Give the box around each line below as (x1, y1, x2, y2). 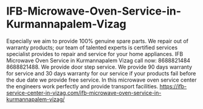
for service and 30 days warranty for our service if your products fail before (6, 69, 196, 77)
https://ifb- (159, 82, 187, 90)
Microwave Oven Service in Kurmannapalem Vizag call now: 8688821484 (6, 57, 190, 64)
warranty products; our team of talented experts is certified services (6, 44, 178, 51)
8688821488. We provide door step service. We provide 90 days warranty (6, 63, 193, 71)
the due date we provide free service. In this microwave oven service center (6, 76, 197, 83)
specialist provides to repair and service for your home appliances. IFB (6, 50, 184, 57)
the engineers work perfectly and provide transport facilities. (6, 82, 159, 90)
